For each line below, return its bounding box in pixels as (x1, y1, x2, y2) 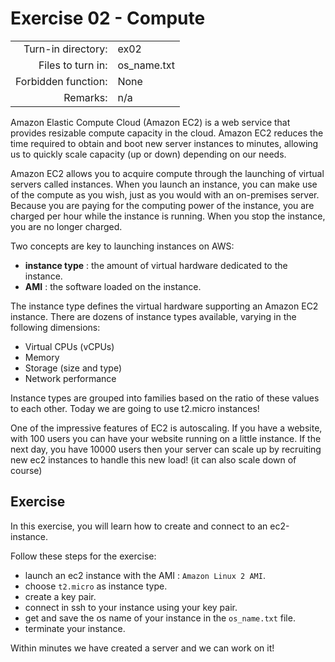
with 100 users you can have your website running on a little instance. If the (10, 432, 322, 444)
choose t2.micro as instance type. (24, 580, 168, 592)
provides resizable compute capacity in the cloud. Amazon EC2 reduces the (10, 127, 324, 139)
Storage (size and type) (24, 362, 122, 374)
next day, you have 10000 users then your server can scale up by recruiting (10, 443, 322, 455)
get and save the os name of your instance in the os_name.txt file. (24, 612, 296, 624)
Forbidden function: (15, 74, 108, 88)
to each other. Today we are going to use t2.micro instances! (10, 402, 260, 414)
